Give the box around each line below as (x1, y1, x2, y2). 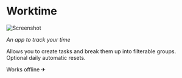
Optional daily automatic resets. (6, 54, 86, 61)
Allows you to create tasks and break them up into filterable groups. (6, 47, 177, 55)
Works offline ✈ (6, 65, 46, 73)
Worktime (6, 4, 57, 18)
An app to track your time (6, 36, 71, 43)
